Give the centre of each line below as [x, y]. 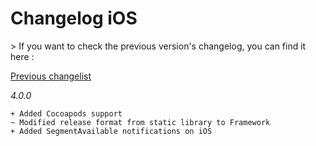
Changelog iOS [74, 18]
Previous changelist [51, 76]
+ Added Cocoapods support [66, 113]
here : [22, 56]
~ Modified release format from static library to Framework [140, 122]
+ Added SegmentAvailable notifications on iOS [111, 131]
